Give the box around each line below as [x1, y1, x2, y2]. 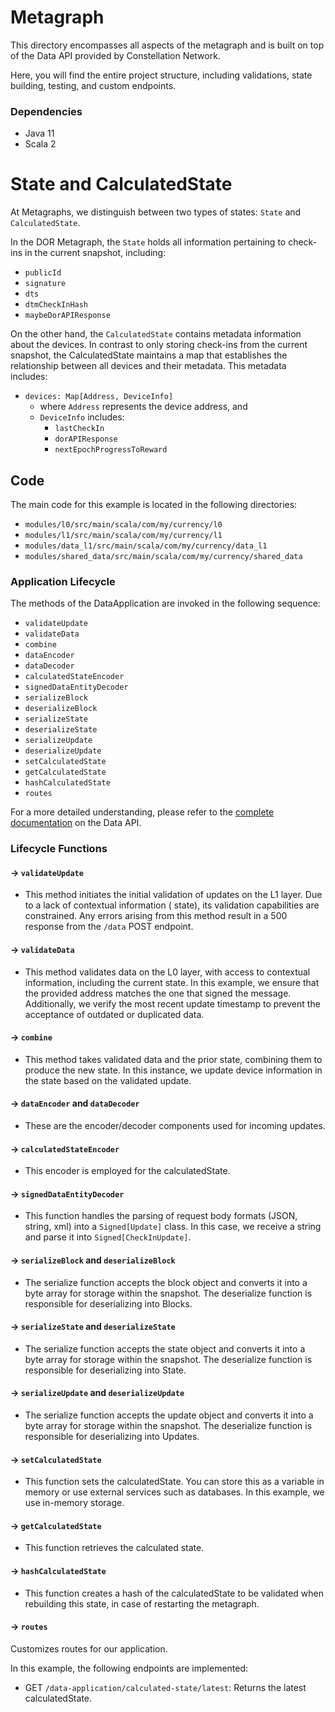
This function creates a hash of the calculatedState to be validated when [24, 1587, 325, 1599]
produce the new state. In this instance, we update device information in [24, 1064, 323, 1076]
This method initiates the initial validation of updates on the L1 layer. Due [24, 889, 323, 901]
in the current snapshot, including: [24, 247, 167, 259]
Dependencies [10, 104, 83, 118]
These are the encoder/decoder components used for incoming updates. [24, 1120, 326, 1132]
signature [24, 279, 67, 289]
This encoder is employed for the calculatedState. [24, 1165, 231, 1177]
